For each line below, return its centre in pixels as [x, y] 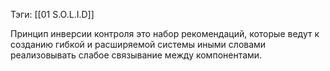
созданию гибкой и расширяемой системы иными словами [138, 44]
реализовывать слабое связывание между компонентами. [136, 55]
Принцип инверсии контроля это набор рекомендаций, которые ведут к [165, 33]
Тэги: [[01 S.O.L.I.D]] [52, 14]
